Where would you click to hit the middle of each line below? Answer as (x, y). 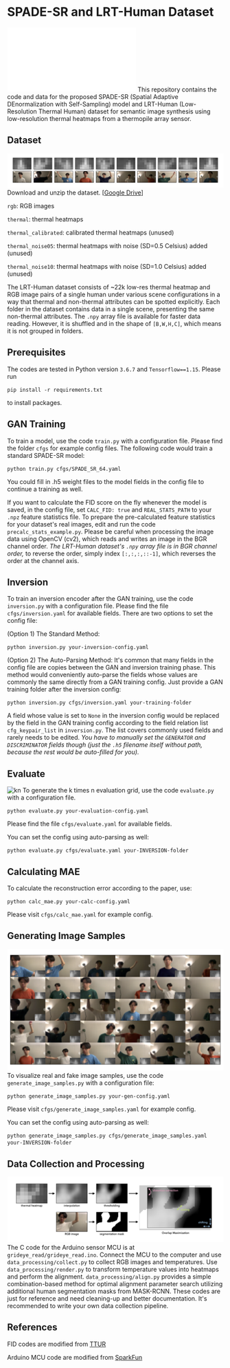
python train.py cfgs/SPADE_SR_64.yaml (64, 469)
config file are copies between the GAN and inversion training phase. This (112, 668)
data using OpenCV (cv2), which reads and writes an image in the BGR (107, 539)
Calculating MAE (44, 871)
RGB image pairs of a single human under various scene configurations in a (114, 294)
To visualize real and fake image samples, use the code (85, 1076)
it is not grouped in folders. (45, 331)
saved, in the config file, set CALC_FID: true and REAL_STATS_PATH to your (110, 509)
